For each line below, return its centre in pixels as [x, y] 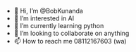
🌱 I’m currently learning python [59, 26]
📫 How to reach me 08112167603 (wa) [70, 41]
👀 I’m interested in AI [44, 18]
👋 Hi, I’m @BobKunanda [48, 11]
